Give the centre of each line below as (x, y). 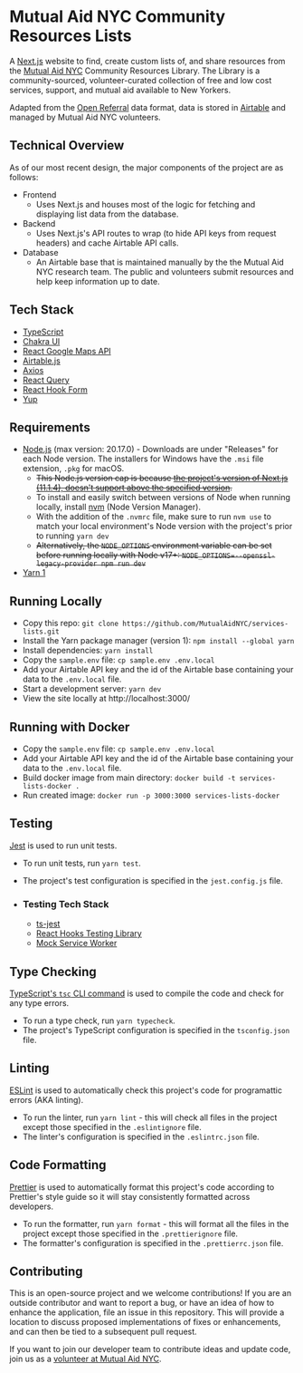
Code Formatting (58, 1165)
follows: (24, 177)
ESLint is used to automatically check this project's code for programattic (146, 1090)
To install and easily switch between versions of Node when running (163, 498)
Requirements (50, 427)
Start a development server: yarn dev (92, 689)
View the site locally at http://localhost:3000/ (106, 699)
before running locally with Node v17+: (108, 556)
